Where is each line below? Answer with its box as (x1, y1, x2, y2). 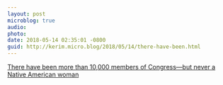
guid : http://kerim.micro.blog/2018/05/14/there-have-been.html (7, 43, 201, 50)
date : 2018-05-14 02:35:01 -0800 (7, 37, 106, 44)
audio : (7, 23, 27, 30)
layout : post (7, 10, 46, 18)
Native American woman (7, 70, 79, 79)
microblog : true (7, 17, 55, 24)
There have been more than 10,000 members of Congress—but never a (7, 63, 216, 71)
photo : (7, 30, 27, 38)
